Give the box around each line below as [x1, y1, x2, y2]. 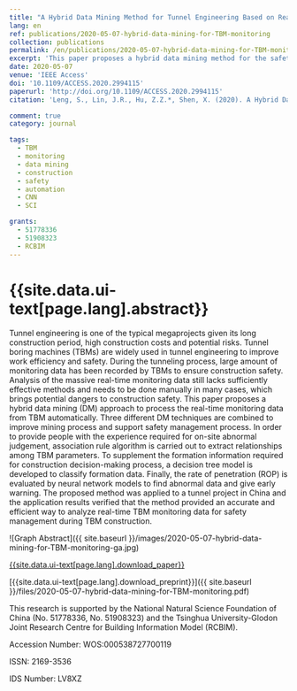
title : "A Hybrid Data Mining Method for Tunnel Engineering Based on [9, 12, 275, 22]
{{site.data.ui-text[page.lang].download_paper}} [9, 559, 186, 571]
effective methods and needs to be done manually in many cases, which [9, 384, 272, 395]
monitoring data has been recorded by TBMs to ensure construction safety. [9, 365, 284, 376]
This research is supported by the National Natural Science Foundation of [9, 603, 277, 614]
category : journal [9, 119, 77, 128]
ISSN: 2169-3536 [9, 656, 72, 667]
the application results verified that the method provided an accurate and [9, 497, 276, 508]
